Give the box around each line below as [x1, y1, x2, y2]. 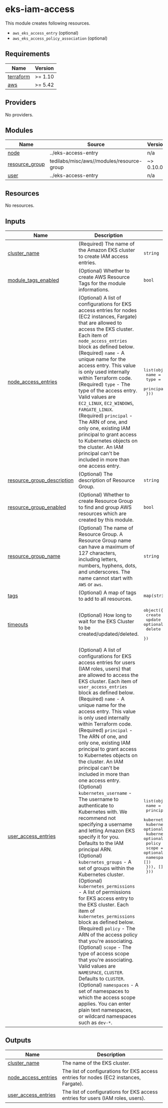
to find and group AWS [78, 504, 132, 510]
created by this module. [78, 516, 134, 523]
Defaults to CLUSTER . [78, 975, 125, 982]
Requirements [5, 50, 50, 58]
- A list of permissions [78, 889, 131, 895]
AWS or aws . [78, 581, 103, 588]
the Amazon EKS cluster [78, 247, 135, 253]
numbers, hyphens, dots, [78, 562, 137, 569]
